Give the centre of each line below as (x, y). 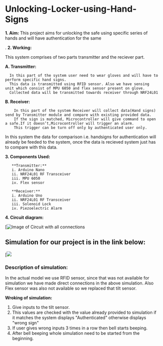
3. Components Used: (28, 156)
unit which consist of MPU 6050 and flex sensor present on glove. (75, 88)
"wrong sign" (25, 323)
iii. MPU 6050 (26, 178)
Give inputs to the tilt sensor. (41, 307)
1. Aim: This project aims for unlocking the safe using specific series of (76, 33)
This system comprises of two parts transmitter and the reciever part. (75, 57)
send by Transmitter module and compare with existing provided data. (78, 115)
